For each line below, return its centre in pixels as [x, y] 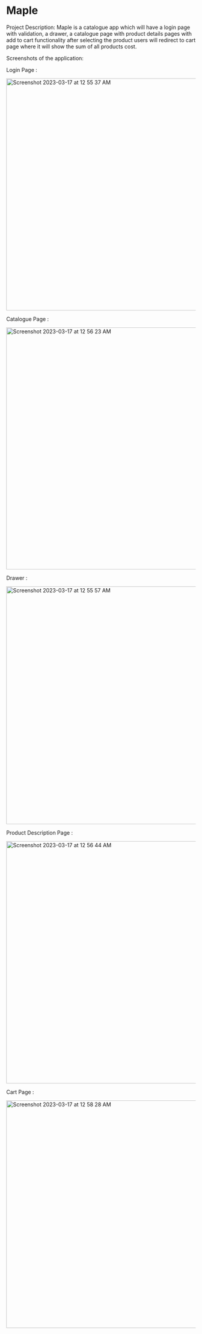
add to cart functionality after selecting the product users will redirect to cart [101, 40]
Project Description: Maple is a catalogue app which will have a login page [98, 27]
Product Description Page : [40, 832]
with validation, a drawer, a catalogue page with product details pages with [99, 33]
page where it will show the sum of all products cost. [72, 46]
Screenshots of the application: [45, 58]
